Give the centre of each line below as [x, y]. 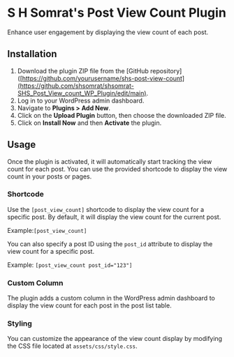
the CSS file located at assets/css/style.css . [72, 346]
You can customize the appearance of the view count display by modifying [115, 339]
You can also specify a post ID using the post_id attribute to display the [110, 244]
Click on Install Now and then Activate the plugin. [89, 123]
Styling [20, 324]
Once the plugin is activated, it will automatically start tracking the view [110, 161]
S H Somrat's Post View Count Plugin [117, 13]
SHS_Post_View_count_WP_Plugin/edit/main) [82, 93]
